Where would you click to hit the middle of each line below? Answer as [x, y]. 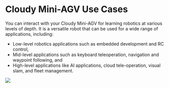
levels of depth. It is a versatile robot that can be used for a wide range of [82, 28]
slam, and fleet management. [43, 71]
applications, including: [29, 34]
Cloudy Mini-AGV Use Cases [67, 9]
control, [20, 49]
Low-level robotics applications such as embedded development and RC [88, 43]
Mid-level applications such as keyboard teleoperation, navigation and [86, 55]
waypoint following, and [37, 60]
